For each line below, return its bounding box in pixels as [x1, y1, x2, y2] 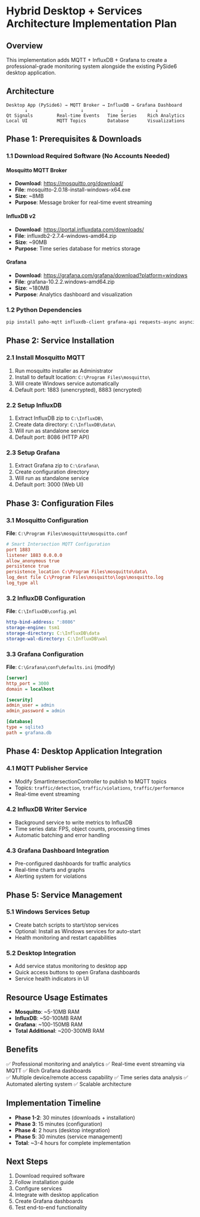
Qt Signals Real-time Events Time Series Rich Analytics [6, 112, 185, 119]
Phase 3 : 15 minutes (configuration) [14, 1120, 103, 1128]
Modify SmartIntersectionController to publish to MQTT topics [14, 778, 167, 785]
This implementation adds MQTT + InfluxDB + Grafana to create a [6, 57, 167, 63]
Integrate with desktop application [14, 1191, 99, 1199]
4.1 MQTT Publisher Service [6, 764, 88, 773]
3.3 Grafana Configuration [6, 650, 84, 658]
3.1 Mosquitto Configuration [6, 516, 89, 524]
